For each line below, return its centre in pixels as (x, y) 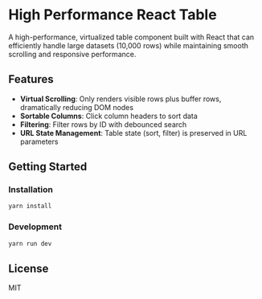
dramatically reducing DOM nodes (77, 107)
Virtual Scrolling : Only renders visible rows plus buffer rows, (121, 99)
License (29, 268)
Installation (31, 190)
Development (35, 227)
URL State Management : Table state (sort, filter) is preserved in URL (133, 133)
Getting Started (48, 167)
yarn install (30, 207)
